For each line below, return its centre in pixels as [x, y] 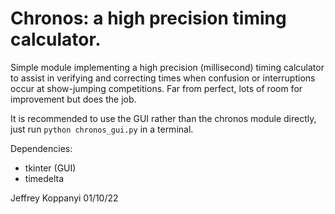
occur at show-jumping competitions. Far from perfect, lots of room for [156, 88]
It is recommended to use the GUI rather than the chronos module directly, [163, 118]
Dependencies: [41, 148]
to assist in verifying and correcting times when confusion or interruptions [163, 78]
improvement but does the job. [73, 99]
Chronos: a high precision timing [148, 18]
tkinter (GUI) [50, 168]
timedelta [44, 178]
